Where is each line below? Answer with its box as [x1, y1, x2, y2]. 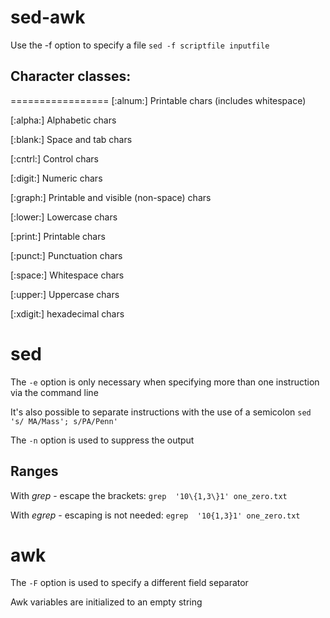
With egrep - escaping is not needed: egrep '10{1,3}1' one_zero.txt [10, 509, 301, 521]
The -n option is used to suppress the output [10, 434, 195, 446]
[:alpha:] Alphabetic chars [10, 114, 117, 126]
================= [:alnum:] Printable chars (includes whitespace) [10, 94, 307, 106]
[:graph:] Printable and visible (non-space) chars [10, 191, 212, 203]
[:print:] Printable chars [10, 230, 106, 242]
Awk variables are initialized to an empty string [10, 596, 203, 608]
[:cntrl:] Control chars [10, 152, 99, 165]
